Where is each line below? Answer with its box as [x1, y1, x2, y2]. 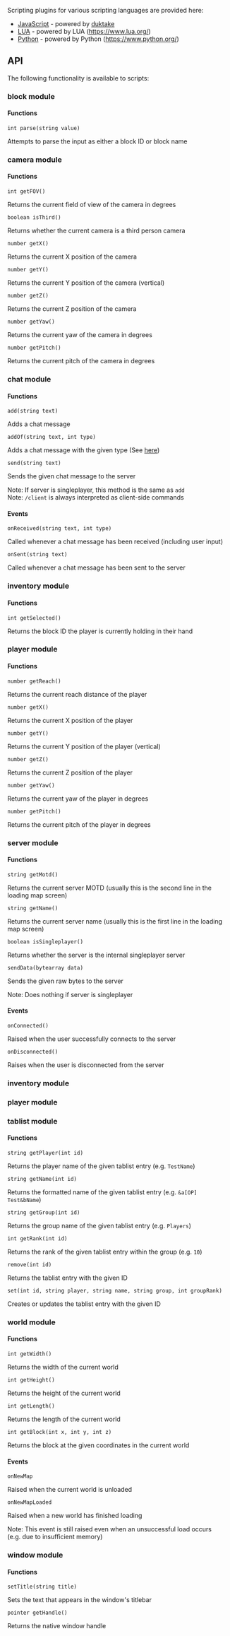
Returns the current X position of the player [7, 716, 133, 724]
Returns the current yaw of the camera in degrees [7, 331, 153, 339]
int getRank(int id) [7, 1235, 68, 1242]
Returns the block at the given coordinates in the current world [7, 1441, 190, 1449]
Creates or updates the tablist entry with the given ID [7, 1300, 161, 1308]
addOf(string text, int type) [7, 434, 97, 441]
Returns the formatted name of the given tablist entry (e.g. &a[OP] [7, 1187, 198, 1196]
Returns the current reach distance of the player [7, 690, 147, 698]
